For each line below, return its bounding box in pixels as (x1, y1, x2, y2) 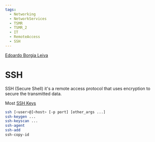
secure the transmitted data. (5, 91, 62, 97)
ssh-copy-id (5, 132, 29, 137)
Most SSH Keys (5, 100, 37, 106)
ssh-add (5, 128, 21, 133)
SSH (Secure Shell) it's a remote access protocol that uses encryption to (5, 85, 151, 91)
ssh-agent (5, 123, 25, 128)
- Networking (9, 12, 36, 17)
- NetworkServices (9, 16, 47, 21)
